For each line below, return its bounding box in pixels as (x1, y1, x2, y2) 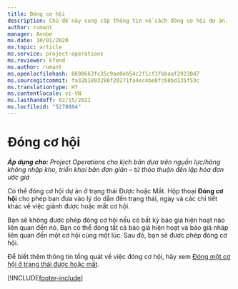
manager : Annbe (7, 30, 53, 38)
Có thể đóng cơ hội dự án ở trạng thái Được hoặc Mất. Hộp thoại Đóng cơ (7, 186, 224, 195)
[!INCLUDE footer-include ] (7, 273, 84, 282)
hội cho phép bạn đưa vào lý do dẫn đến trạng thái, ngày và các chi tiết (7, 194, 218, 203)
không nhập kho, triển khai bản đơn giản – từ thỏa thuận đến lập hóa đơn (7, 165, 224, 173)
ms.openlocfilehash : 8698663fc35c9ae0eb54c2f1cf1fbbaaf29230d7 (7, 70, 200, 77)
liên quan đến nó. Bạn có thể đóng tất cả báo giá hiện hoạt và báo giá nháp (7, 223, 229, 232)
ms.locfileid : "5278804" (7, 103, 81, 111)
